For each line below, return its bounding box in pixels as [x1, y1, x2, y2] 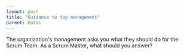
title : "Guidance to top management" [6, 14, 100, 20]
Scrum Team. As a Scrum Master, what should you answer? [6, 42, 153, 49]
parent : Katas [6, 20, 42, 25]
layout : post [6, 8, 39, 15]
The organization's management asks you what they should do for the [6, 36, 179, 43]
